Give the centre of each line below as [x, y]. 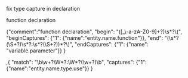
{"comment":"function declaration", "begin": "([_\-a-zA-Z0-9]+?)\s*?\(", [94, 32]
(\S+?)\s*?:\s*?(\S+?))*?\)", [40, 44]
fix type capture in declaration [43, 9]
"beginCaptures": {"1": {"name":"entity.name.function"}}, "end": [85, 38]
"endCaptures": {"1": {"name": [112, 44]
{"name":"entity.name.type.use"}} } [50, 68]
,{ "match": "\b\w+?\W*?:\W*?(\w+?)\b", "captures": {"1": [77, 62]
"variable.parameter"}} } [36, 51]
